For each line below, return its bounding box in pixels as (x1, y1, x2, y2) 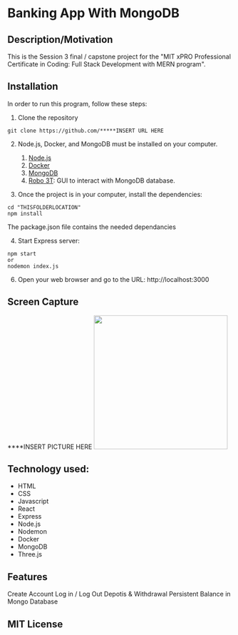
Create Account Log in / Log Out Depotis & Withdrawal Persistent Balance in (7, 590, 231, 599)
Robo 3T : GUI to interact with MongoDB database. (28, 176, 176, 185)
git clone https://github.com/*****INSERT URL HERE (7, 127, 164, 134)
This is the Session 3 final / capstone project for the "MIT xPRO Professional (7, 52, 232, 61)
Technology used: (7, 463, 90, 475)
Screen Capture (7, 296, 79, 308)
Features (7, 571, 48, 583)
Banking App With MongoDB (7, 5, 180, 21)
